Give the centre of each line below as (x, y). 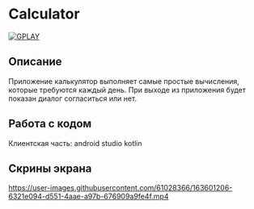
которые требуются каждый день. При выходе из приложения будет (127, 90)
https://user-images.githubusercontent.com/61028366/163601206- (121, 188)
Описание (35, 62)
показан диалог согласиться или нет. (73, 98)
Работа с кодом (50, 124)
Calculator (44, 14)
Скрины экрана (50, 168)
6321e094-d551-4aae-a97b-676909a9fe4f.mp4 (89, 196)
